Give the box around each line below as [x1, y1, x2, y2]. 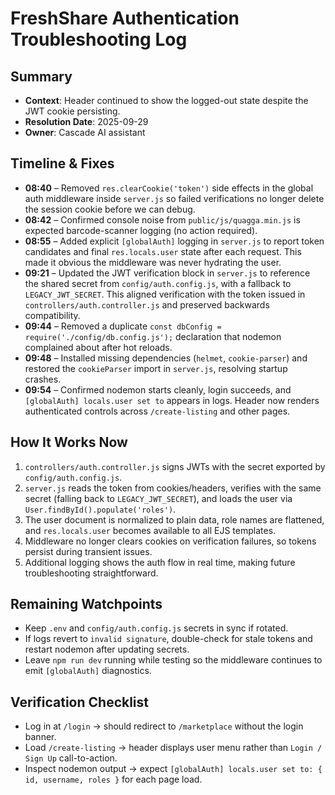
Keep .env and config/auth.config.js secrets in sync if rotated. [24, 622, 289, 634]
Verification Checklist [10, 693, 150, 711]
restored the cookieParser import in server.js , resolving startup [24, 362, 288, 374]
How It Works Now [10, 434, 128, 451]
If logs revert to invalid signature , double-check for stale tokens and [24, 633, 313, 645]
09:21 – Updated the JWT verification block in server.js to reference [24, 267, 311, 279]
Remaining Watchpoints [10, 596, 163, 613]
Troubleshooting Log [10, 28, 188, 51]
